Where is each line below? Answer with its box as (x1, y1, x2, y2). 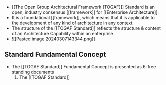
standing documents (11, 69, 54, 75)
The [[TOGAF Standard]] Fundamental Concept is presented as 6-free (11, 63, 156, 69)
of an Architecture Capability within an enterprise (11, 31, 113, 36)
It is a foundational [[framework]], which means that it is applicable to (11, 15, 155, 20)
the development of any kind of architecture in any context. (11, 20, 134, 26)
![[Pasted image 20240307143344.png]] (11, 36, 95, 42)
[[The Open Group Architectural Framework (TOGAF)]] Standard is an (11, 4, 155, 10)
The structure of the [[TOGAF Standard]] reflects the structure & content (11, 25, 161, 31)
